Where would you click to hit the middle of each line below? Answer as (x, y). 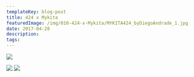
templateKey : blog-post (36, 12)
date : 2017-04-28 (28, 29)
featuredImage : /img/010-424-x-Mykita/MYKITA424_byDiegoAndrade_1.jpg (97, 23)
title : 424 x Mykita (32, 17)
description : (23, 34)
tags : (13, 40)
